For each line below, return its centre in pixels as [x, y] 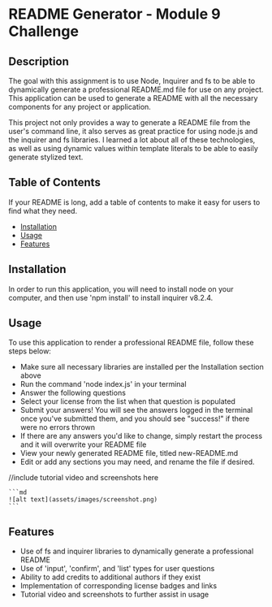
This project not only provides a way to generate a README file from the [130, 122]
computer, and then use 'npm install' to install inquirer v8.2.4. [111, 297]
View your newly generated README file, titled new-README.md [129, 453]
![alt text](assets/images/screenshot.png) [83, 500]
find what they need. [43, 210]
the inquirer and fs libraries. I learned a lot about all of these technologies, [132, 140]
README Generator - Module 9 [114, 14]
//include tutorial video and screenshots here [84, 478]
